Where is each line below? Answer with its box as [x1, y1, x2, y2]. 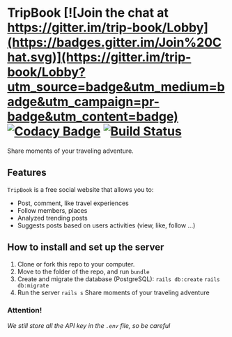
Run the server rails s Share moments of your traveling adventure [17, 288, 210, 297]
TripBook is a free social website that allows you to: [7, 185, 154, 193]
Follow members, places [17, 206, 88, 214]
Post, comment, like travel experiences [17, 199, 129, 207]
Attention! [7, 306, 42, 315]
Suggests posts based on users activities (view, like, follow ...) [17, 221, 196, 230]
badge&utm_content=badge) [7, 109, 179, 125]
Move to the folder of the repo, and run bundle [17, 267, 150, 276]
